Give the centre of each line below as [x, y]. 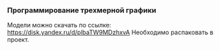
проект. [18, 40]
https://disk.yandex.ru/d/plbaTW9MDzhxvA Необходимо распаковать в [110, 32]
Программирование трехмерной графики [82, 10]
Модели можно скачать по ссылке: [59, 25]
